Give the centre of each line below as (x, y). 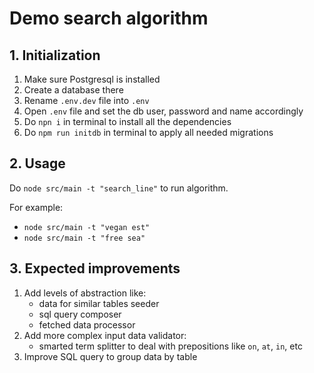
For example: (36, 207)
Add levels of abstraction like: (85, 293)
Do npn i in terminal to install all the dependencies (127, 121)
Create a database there (73, 90)
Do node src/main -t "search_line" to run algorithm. (119, 188)
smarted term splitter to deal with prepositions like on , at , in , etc (170, 346)
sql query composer (80, 314)
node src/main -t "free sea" (84, 238)
